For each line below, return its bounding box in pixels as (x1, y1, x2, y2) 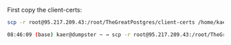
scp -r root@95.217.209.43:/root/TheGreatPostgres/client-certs (7, 19, 195, 26)
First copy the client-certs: (7, 6, 82, 14)
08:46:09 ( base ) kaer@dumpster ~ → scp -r (7, 31, 131, 38)
